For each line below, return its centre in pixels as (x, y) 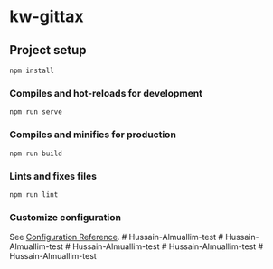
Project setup (48, 50)
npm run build (36, 153)
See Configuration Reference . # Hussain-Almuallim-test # (117, 237)
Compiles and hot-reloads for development (106, 93)
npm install (32, 70)
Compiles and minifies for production (93, 134)
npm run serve (36, 112)
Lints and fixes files (53, 176)
